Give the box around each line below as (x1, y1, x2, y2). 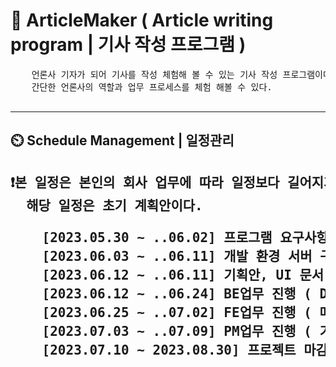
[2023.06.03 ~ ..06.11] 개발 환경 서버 (41, 248, 313, 264)
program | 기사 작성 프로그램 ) (10, 34, 247, 56)
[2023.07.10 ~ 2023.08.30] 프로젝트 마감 (41, 342, 328, 358)
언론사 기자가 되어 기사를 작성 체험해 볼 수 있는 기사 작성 (31, 69, 278, 80)
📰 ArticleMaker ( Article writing (10, 9, 274, 32)
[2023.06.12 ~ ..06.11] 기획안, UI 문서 (41, 267, 325, 283)
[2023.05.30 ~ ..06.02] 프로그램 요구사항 (41, 229, 329, 246)
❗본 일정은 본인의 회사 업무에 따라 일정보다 (10, 174, 280, 191)
